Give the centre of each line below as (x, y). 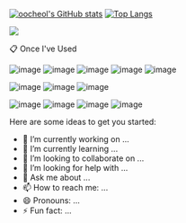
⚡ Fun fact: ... (47, 210)
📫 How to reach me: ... (65, 187)
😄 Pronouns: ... (51, 201)
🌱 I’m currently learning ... (70, 149)
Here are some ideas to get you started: (83, 122)
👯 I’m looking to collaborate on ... (83, 158)
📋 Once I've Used (43, 49)
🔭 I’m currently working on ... (75, 139)
